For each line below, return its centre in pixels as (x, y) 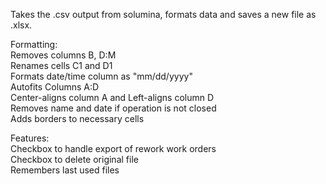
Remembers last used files (65, 170)
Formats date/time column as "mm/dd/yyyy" (101, 76)
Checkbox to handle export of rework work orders (113, 148)
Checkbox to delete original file (74, 159)
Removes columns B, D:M (63, 55)
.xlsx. (21, 25)
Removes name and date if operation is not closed (113, 108)
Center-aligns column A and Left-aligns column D (112, 97)
